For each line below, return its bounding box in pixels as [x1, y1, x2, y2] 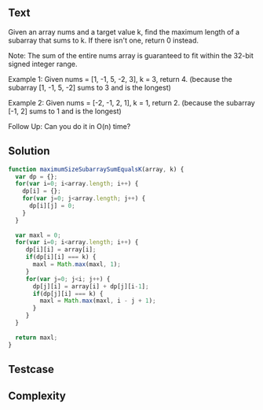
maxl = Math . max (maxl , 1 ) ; [32, 260, 122, 268]
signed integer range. [8, 59, 78, 68]
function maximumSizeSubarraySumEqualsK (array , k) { [8, 165, 184, 173]
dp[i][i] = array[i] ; [25, 246, 97, 254]
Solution [8, 145, 50, 158]
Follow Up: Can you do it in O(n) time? [8, 121, 131, 131]
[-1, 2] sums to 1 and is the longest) [8, 106, 122, 116]
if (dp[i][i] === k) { [25, 253, 97, 261]
